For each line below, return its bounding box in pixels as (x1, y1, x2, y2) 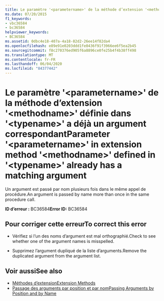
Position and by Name (12, 290, 57, 296)
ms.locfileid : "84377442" (5, 66, 58, 71)
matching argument (5, 170, 87, 181)
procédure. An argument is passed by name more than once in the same (5, 191, 150, 197)
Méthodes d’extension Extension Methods (12, 280, 96, 286)
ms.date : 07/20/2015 (5, 12, 47, 17)
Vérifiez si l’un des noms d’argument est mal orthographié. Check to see (12, 233, 156, 239)
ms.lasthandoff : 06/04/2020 (5, 61, 62, 66)
